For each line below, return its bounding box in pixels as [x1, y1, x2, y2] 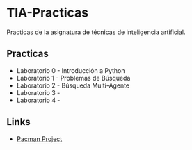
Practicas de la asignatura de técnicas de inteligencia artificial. [6, 28, 186, 36]
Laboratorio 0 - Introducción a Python [16, 66, 126, 74]
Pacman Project [16, 134, 63, 143]
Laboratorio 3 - [16, 88, 61, 97]
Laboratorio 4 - [16, 96, 61, 104]
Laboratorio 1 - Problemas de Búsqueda [16, 74, 131, 82]
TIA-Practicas [6, 5, 89, 21]
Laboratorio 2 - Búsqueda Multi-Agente [16, 81, 130, 90]
